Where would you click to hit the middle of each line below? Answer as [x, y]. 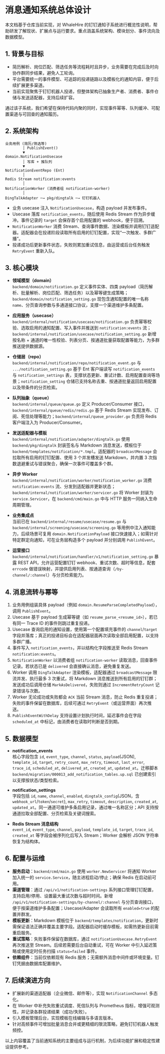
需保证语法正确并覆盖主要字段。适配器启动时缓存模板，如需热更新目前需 [85, 926]
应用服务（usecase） [34, 316]
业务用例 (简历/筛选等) [26, 144]
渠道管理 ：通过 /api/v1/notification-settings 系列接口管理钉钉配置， [84, 889]
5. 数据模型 [22, 738]
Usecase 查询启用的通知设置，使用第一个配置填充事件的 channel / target [85, 630]
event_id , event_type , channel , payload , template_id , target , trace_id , [83, 829]
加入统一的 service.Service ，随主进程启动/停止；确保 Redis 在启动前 [82, 877]
